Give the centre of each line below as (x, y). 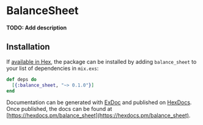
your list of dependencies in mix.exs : (53, 68)
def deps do (21, 79)
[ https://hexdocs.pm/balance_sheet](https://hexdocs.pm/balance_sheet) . (98, 116)
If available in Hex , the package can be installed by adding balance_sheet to (102, 61)
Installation (28, 47)
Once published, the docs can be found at (59, 109)
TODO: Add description (37, 28)
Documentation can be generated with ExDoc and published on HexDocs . (99, 102)
